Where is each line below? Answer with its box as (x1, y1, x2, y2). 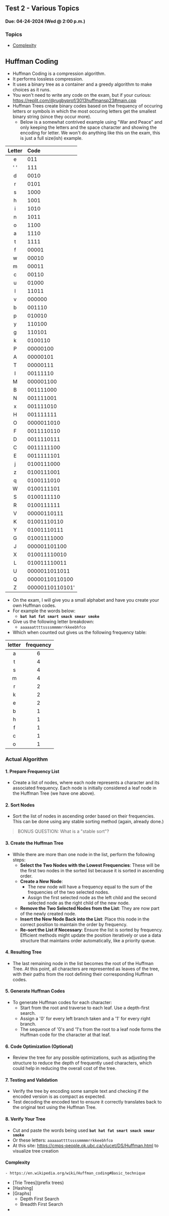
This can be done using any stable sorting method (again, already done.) (12, 819, 164, 825)
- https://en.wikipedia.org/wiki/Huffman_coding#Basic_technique (5, 1170, 145, 1175)
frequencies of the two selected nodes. (27, 889, 109, 895)
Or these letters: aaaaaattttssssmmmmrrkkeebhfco (12, 1137, 114, 1143)
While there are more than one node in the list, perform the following (12, 851, 155, 857)
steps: (12, 857, 26, 863)
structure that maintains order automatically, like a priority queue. (20, 937, 156, 943)
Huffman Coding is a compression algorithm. (12, 70, 106, 77)
